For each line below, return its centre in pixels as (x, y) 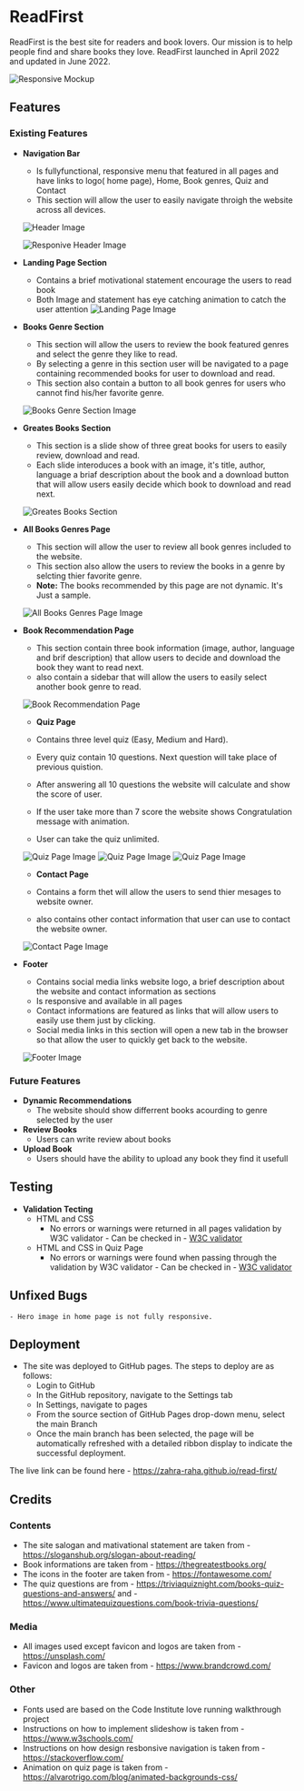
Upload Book (47, 1149)
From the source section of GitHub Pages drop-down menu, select (161, 1414)
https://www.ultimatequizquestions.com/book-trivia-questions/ (140, 1604)
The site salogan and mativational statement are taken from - (137, 1545)
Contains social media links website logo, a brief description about (160, 981)
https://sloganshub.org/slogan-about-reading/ (109, 1555)
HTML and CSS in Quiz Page (89, 1247)
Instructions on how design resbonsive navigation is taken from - (144, 1747)
